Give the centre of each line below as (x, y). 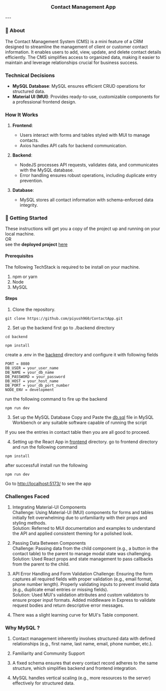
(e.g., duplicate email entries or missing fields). (60, 590)
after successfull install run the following (46, 465)
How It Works (22, 115)
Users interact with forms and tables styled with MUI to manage (85, 135)
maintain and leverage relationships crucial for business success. (72, 62)
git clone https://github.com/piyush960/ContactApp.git (64, 318)
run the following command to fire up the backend (56, 399)
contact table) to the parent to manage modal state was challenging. (82, 554)
